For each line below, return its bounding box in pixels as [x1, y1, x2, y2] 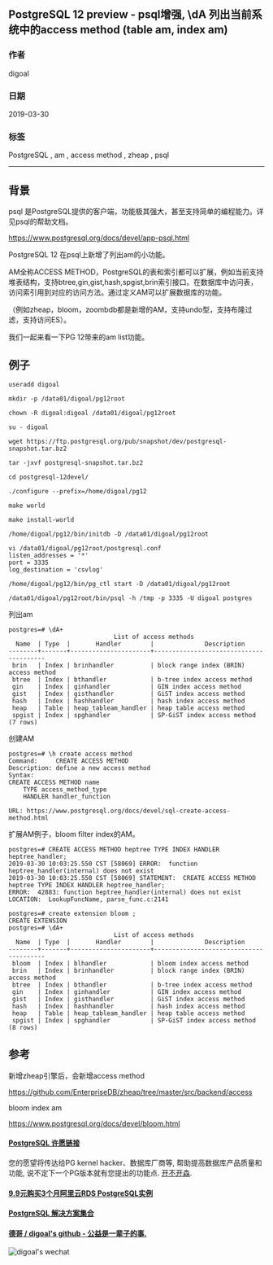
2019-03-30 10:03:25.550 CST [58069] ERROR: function [8, 860, 198, 868]
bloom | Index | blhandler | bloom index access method [11, 959, 249, 967]
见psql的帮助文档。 [8, 217, 73, 226]
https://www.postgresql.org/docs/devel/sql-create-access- [26, 807, 231, 815]
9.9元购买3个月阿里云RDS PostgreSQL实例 [8, 1188, 153, 1198]
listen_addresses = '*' [8, 551, 89, 559]
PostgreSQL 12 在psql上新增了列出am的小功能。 [8, 250, 170, 260]
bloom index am [8, 1102, 63, 1113]
